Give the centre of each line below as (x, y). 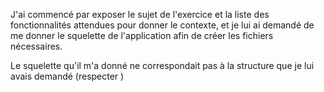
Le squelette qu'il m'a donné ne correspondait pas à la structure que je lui (162, 65)
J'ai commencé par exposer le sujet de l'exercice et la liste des (140, 14)
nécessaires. (36, 46)
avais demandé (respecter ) (67, 76)
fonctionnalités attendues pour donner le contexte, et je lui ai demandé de (162, 25)
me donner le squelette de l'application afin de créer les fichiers (142, 35)
